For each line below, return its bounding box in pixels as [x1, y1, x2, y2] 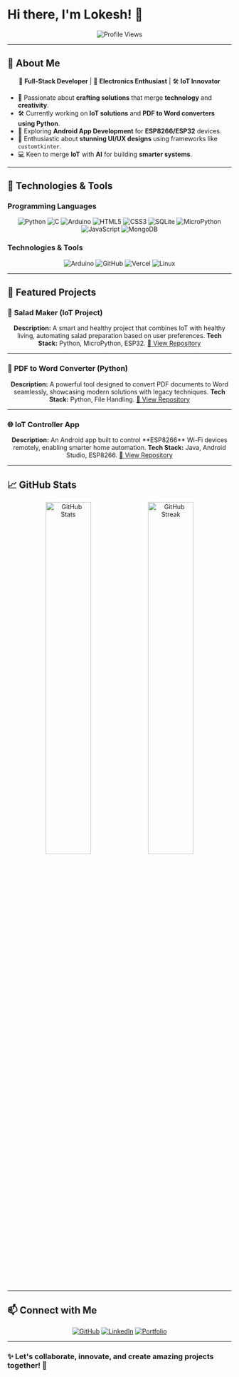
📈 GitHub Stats [7, 479, 77, 491]
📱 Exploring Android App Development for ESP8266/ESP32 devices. [17, 126, 222, 135]
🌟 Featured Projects [7, 287, 97, 299]
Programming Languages [7, 201, 97, 211]
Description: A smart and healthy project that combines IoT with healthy [14, 324, 225, 332]
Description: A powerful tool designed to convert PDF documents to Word [10, 379, 229, 388]
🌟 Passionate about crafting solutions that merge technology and [17, 93, 212, 102]
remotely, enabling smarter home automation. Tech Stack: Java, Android [13, 444, 226, 452]
